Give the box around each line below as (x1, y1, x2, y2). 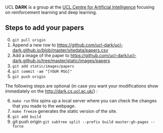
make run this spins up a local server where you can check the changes (12, 98, 157, 103)
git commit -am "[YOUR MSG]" (12, 69, 72, 74)
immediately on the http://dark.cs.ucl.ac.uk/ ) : (5, 88, 98, 94)
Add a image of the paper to (12, 52, 70, 58)
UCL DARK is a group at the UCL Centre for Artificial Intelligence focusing (5, 4, 155, 10)
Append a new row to (12, 42, 56, 48)
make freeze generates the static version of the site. (12, 108, 117, 114)
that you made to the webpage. (12, 103, 76, 109)
